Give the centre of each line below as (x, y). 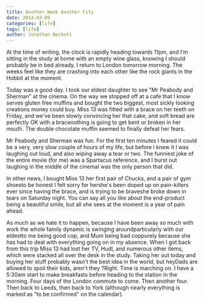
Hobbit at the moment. (34, 78)
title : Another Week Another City (50, 12)
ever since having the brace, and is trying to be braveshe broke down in (97, 192)
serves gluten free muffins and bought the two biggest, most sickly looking (100, 103)
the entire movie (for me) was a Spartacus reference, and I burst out (92, 160)
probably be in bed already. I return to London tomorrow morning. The (94, 65)
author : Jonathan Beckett (39, 35)
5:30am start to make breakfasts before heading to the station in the (92, 275)
